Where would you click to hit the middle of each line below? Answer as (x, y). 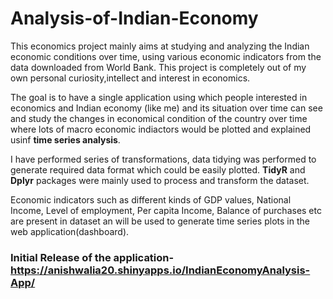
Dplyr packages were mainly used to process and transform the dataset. (160, 180)
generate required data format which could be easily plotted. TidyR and (158, 169)
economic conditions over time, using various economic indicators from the (166, 56)
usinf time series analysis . (65, 139)
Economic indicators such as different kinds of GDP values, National (151, 199)
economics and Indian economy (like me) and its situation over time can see (166, 108)
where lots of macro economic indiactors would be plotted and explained (161, 129)
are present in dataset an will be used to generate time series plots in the (160, 221)
